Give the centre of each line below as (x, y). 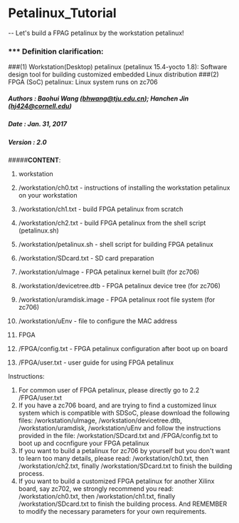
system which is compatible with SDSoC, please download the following (124, 412)
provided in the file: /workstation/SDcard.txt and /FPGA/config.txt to (118, 435)
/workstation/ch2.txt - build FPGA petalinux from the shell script (112, 223)
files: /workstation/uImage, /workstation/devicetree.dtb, (100, 420)
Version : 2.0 (27, 142)
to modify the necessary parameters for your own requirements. (112, 511)
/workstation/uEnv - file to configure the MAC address (98, 321)
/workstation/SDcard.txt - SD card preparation (86, 258)
